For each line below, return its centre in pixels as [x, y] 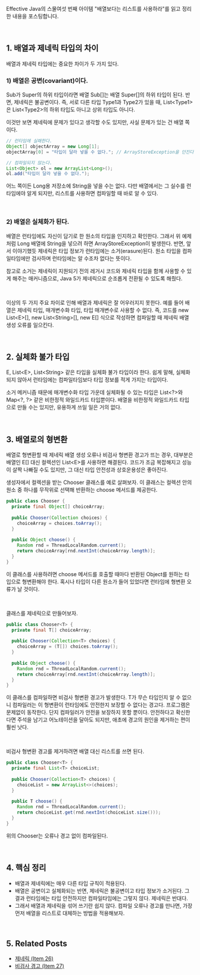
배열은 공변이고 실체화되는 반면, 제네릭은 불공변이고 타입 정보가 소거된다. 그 [102, 890]
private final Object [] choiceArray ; [58, 507]
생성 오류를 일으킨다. [30, 325]
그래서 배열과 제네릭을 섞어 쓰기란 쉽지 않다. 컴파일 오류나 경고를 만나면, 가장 [104, 905]
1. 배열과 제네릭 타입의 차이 [52, 49]
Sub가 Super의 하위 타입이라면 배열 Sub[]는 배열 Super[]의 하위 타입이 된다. [95, 95]
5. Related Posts [37, 943]
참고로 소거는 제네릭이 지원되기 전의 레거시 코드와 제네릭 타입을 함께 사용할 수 [96, 271]
